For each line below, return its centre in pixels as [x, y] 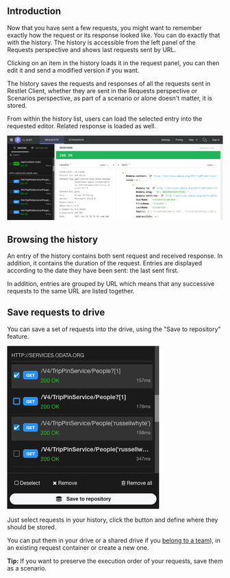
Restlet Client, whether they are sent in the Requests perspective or [102, 91]
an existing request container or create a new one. [78, 547]
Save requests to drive [56, 312]
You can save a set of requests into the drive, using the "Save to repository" [114, 329]
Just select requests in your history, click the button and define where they [113, 520]
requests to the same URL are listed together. [71, 291]
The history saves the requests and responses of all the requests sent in [109, 83]
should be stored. [32, 527]
